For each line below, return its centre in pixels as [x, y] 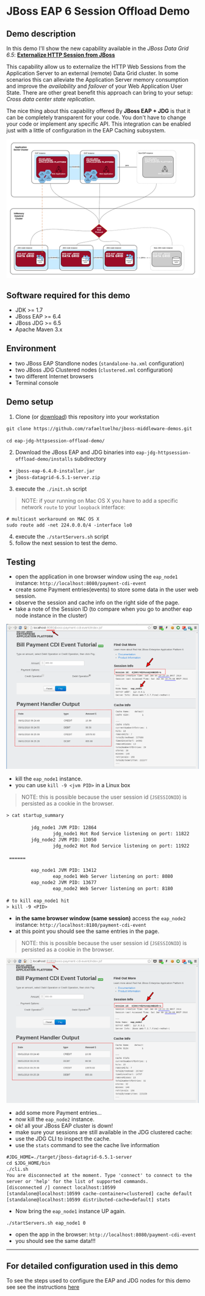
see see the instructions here [43, 1287]
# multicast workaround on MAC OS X [53, 519]
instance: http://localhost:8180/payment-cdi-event [81, 924]
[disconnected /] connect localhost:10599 [61, 1188]
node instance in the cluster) [51, 616]
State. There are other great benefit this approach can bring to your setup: [100, 92]
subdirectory [90, 458]
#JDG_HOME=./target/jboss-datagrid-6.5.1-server [69, 1157]
